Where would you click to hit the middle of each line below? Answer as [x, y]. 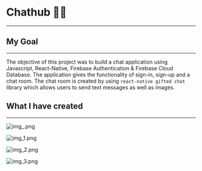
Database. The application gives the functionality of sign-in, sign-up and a [98, 74]
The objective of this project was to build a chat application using [87, 62]
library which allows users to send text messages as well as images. [91, 87]
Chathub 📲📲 [37, 12]
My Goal [22, 42]
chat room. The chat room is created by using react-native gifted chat [96, 81]
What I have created [44, 106]
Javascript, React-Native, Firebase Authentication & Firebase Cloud [90, 68]
